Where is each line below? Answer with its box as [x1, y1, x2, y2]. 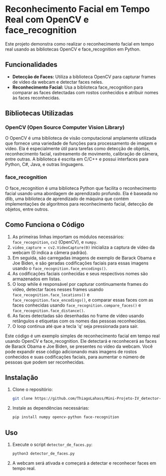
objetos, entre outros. [5, 206, 49, 212]
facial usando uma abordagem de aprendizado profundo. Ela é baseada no [5, 190, 158, 196]
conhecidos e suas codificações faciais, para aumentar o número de [5, 354, 145, 360]
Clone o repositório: [12, 386, 53, 392]
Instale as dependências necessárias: [12, 405, 90, 411]
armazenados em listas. [12, 276, 61, 282]
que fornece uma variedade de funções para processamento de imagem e [5, 140, 157, 147]
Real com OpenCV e [5, 14, 89, 25]
